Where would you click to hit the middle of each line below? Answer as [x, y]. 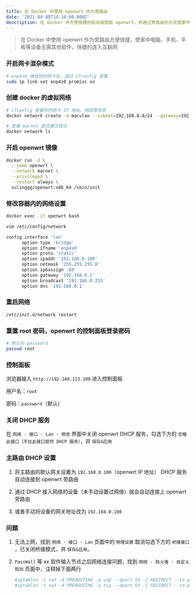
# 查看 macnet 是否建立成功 [36, 126]
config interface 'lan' [35, 237]
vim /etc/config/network [36, 226]
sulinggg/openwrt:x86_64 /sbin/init [56, 187]
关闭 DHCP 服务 [28, 420]
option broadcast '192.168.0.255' [64, 281]
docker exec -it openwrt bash [43, 216]
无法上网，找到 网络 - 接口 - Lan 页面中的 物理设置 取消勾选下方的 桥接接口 [102, 541]
